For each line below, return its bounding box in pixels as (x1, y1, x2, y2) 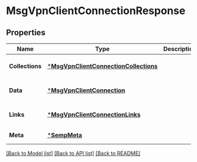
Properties (6, 28, 46, 38)
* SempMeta (47, 131, 82, 139)
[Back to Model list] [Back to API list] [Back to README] (6, 150, 141, 157)
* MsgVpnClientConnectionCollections (47, 62, 158, 70)
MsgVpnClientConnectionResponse (6, 4, 186, 18)
